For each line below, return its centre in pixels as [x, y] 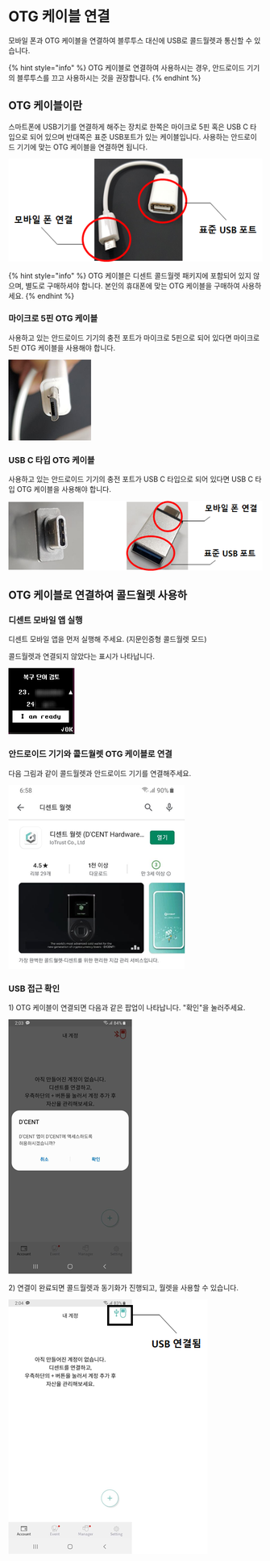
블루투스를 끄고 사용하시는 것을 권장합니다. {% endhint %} [109, 78]
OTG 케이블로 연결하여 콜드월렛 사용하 [98, 596]
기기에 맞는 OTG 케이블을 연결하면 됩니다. [82, 147]
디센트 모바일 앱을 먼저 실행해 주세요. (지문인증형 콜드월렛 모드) [108, 640]
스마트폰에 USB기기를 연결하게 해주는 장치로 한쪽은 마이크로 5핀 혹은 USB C [128, 127]
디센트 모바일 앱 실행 [46, 620]
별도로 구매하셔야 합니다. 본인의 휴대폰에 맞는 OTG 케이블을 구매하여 [133, 285]
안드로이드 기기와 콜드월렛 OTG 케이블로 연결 [91, 754]
